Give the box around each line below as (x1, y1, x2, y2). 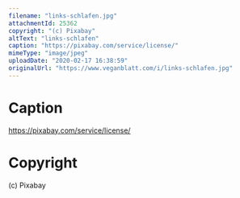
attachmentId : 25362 (8, 19, 78, 27)
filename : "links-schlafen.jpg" (8, 11, 117, 20)
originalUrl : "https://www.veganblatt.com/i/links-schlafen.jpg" (8, 64, 233, 72)
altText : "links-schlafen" (8, 34, 99, 43)
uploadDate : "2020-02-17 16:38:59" (8, 57, 128, 65)
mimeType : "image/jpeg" (8, 49, 89, 57)
